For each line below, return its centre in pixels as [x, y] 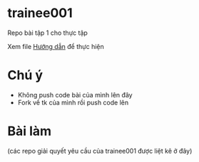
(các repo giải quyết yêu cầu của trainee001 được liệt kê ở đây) [100, 151]
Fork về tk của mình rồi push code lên [73, 102]
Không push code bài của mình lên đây [75, 94]
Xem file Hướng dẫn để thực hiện [56, 46]
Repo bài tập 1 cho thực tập [47, 33]
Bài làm [30, 131]
